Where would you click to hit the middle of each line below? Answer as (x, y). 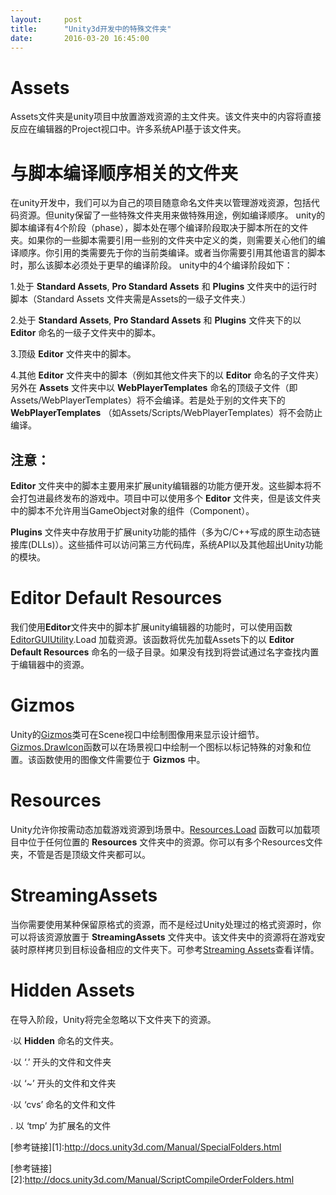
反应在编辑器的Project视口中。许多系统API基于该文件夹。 (128, 129)
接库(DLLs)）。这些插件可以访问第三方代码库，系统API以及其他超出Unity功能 (166, 545)
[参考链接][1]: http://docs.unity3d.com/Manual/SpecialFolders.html (146, 1147)
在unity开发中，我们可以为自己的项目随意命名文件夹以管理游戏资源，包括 (161, 203)
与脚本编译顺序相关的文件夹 (124, 173)
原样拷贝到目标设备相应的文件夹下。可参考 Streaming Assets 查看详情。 (173, 949)
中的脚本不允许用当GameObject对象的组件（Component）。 (132, 511)
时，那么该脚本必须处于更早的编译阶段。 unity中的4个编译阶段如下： (151, 265)
